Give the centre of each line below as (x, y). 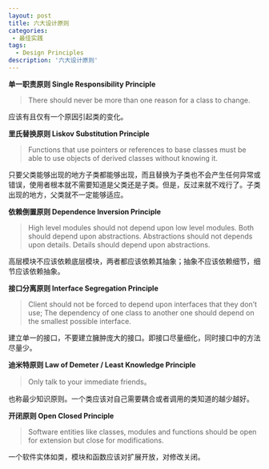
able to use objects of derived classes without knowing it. (123, 158)
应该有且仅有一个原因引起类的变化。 (68, 116)
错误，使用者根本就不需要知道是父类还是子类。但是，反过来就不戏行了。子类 (134, 184)
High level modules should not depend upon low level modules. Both (141, 227)
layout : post (30, 16)
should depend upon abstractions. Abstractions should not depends (140, 236)
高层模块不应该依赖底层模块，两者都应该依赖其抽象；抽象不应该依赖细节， (131, 261)
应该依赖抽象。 (40, 271)
